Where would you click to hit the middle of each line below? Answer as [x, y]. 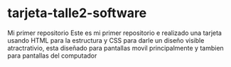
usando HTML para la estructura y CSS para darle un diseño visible [106, 40]
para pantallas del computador [52, 56]
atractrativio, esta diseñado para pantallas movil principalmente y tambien [116, 48]
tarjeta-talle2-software [77, 13]
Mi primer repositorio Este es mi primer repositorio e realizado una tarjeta [115, 33]
